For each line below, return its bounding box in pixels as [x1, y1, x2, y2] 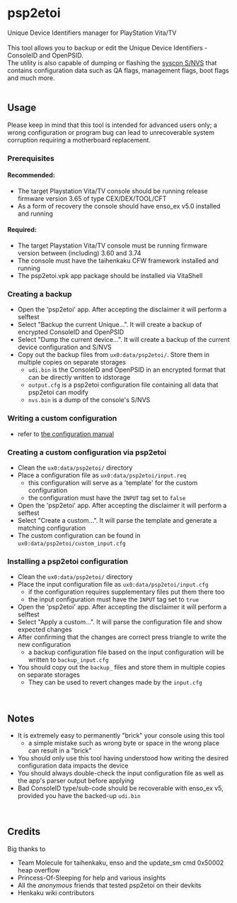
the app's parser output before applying [17, 777, 134, 785]
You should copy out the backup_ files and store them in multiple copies [17, 663, 226, 672]
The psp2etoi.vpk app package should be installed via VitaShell [17, 272, 203, 280]
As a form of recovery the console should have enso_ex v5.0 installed [17, 201, 221, 210]
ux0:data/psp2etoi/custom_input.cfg [17, 540, 126, 547]
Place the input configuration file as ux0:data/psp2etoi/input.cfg [17, 580, 209, 589]
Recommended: [7, 171, 55, 179]
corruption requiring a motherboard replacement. [7, 135, 151, 144]
